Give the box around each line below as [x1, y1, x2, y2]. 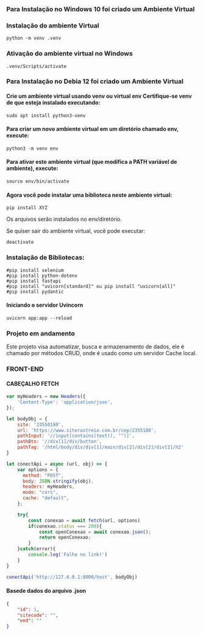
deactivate [6, 239, 34, 246]
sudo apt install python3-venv [6, 112, 86, 119]
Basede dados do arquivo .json [6, 587, 87, 595]
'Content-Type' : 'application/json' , [17, 399, 113, 405]
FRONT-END [6, 364, 44, 373]
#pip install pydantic [6, 288, 64, 295]
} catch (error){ [17, 546, 56, 552]
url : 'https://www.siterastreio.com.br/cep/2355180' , [17, 427, 157, 433]
